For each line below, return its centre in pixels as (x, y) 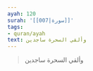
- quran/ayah (26, 33)
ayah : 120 (22, 14)
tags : (15, 27)
